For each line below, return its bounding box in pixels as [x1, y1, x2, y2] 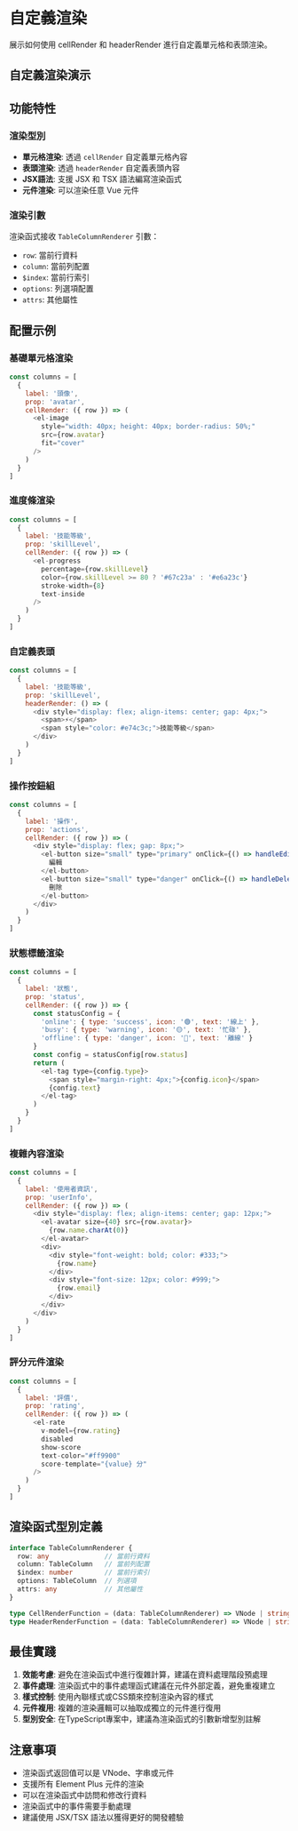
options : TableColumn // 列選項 [17, 1577, 137, 1586]
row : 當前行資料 [21, 250, 78, 260]
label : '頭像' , [25, 388, 79, 398]
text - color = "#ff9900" [41, 1451, 122, 1460]
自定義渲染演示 [9, 68, 91, 83]
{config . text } [48, 1083, 101, 1092]
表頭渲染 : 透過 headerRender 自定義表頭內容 [21, 163, 180, 173]
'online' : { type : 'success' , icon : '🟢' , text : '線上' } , [41, 1017, 260, 1027]
